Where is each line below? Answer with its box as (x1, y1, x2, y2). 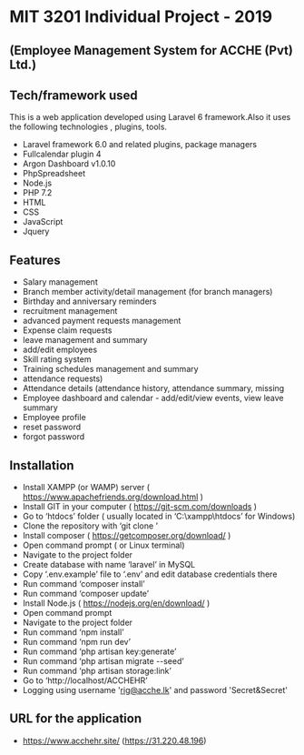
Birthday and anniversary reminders (22, 296, 157, 307)
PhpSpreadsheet (22, 168, 86, 179)
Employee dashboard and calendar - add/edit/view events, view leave (22, 393, 284, 404)
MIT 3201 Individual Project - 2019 (9, 6, 273, 27)
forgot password (22, 431, 85, 442)
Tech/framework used (9, 87, 138, 103)
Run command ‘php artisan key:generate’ (22, 646, 177, 657)
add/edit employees (22, 344, 98, 356)
